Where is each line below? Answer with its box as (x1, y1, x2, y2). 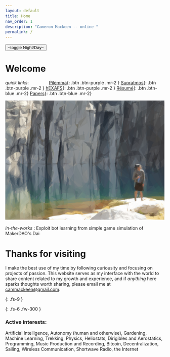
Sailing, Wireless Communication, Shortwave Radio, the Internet (5, 346, 139, 352)
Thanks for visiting (5, 248, 86, 260)
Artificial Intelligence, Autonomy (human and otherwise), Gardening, (5, 330, 147, 336)
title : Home (5, 13, 30, 19)
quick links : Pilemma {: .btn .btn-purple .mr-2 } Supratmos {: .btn (5, 80, 156, 86)
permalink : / (5, 29, 33, 35)
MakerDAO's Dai (5, 231, 39, 237)
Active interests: (5, 319, 47, 326)
